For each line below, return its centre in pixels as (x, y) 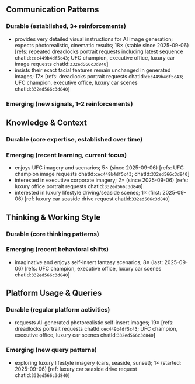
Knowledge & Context (47, 123)
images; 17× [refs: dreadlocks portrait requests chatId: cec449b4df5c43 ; (99, 76)
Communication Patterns (53, 10)
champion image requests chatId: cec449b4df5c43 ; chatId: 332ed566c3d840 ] (102, 174)
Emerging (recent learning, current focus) (67, 155)
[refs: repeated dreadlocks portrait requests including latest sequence (99, 51)
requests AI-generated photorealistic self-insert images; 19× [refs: (94, 322)
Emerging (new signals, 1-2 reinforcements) (69, 103)
